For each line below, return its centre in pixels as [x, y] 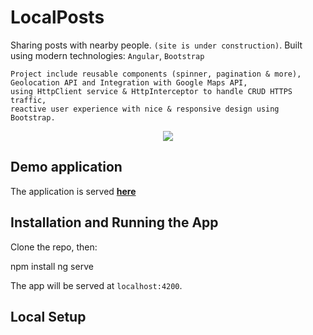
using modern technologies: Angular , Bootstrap [107, 55]
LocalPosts [57, 17]
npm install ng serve [52, 266]
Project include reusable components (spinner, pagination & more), [156, 74]
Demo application [66, 167]
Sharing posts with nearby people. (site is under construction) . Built [156, 45]
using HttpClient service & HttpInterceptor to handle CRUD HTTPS [151, 91]
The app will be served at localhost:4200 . [96, 285]
